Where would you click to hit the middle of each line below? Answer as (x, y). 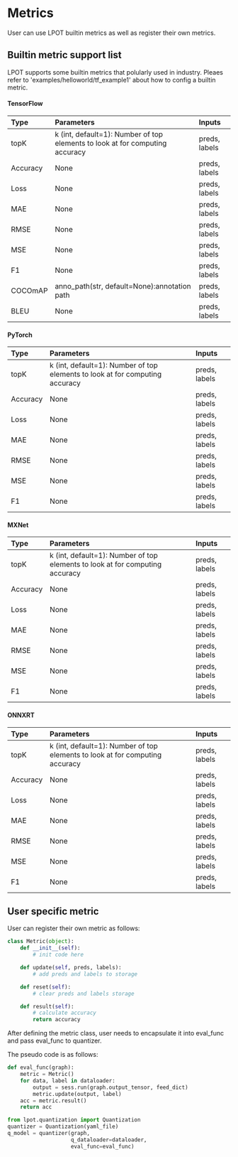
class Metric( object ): (41, 942)
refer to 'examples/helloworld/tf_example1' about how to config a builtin (112, 80)
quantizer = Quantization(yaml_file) (63, 1127)
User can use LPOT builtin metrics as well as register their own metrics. (112, 33)
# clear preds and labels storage (84, 994)
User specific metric (53, 911)
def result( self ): (47, 1006)
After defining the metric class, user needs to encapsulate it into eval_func (116, 1033)
